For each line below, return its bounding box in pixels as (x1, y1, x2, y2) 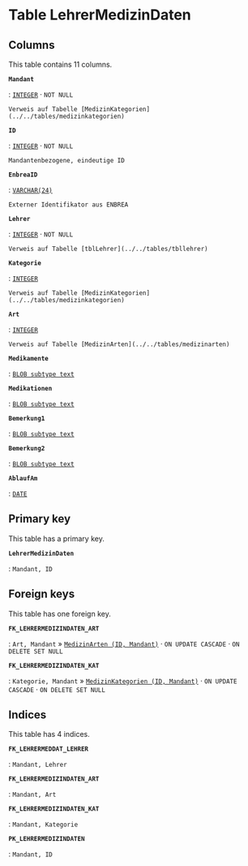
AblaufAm (8, 474, 38, 483)
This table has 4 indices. (8, 730, 91, 739)
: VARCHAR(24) (8, 185, 53, 194)
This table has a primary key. (8, 534, 105, 543)
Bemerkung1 (8, 414, 45, 422)
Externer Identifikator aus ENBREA (8, 201, 129, 209)
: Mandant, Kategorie (8, 819, 79, 829)
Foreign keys (8, 587, 75, 601)
